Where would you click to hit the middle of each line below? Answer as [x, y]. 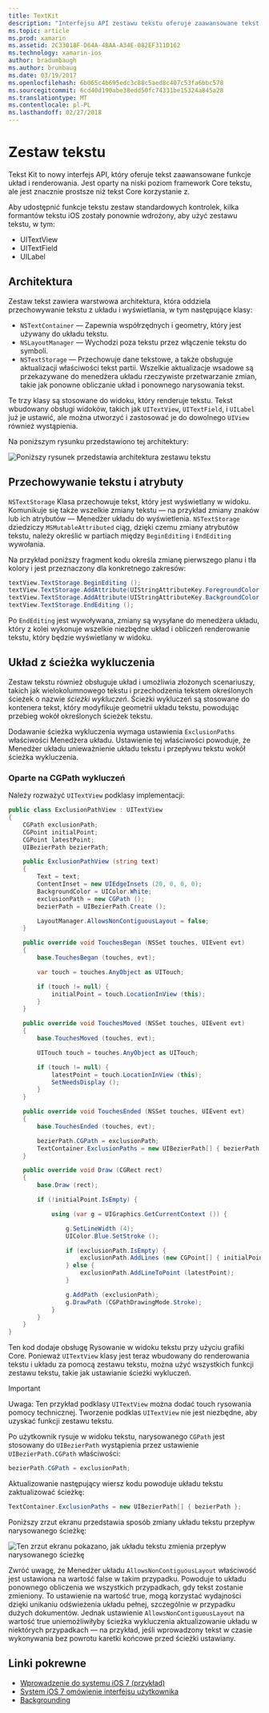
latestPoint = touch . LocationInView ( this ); [126, 1075]
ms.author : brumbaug [43, 68]
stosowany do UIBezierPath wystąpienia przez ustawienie [104, 1445]
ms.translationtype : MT [48, 98]
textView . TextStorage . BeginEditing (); [75, 583]
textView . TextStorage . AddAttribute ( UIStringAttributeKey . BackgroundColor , [136, 598]
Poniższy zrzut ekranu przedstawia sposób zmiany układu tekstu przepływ [132, 1522]
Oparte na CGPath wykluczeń [67, 778]
